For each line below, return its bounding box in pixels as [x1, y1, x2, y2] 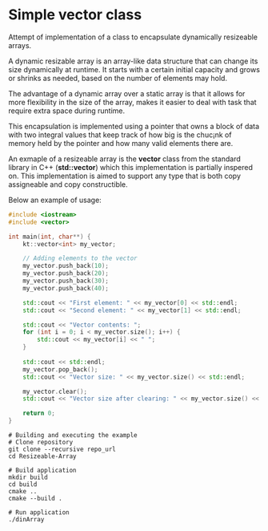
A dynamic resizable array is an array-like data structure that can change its [8, 56, 258, 66]
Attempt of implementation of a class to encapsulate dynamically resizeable [8, 32, 258, 42]
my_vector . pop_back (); [22, 365, 98, 374]
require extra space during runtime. [8, 106, 126, 116]
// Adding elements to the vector [22, 254, 138, 262]
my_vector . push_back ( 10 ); [22, 262, 110, 270]
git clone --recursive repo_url [8, 445, 116, 454]
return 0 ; [22, 409, 56, 418]
